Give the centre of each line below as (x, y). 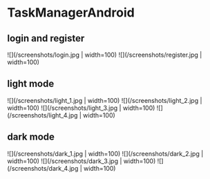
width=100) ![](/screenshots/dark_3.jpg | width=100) (82, 161)
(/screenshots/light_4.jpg (42, 115)
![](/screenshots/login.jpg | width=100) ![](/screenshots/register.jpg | (105, 55)
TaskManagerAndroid (71, 13)
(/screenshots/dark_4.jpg (43, 168)
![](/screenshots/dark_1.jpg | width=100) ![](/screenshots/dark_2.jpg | (105, 153)
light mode (31, 84)
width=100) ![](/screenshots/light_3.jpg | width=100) (81, 108)
